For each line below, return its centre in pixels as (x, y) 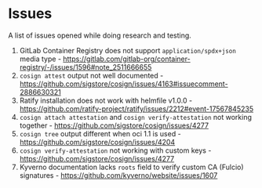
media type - (40, 59)
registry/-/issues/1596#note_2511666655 (86, 67)
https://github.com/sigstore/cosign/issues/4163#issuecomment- (124, 84)
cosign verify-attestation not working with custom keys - (115, 150)
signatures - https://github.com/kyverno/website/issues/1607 (118, 175)
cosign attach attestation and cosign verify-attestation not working (136, 117)
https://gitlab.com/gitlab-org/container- (126, 59)
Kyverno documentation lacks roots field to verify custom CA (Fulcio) (132, 167)
